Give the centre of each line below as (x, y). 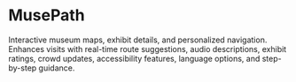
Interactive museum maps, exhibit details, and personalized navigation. (138, 40)
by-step (23, 68)
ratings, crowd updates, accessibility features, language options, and (134, 58)
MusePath (47, 15)
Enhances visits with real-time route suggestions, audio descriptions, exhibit (148, 48)
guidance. (57, 68)
